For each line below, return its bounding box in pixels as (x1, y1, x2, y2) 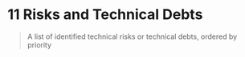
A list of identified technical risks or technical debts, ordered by (27, 32, 238, 41)
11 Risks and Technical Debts (7, 6, 203, 24)
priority (27, 40, 52, 49)
